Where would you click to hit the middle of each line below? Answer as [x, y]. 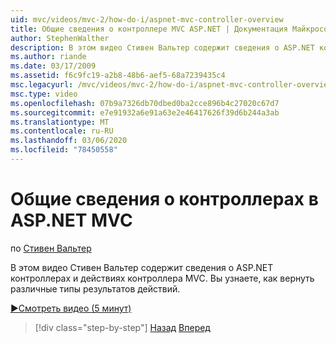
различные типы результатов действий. [95, 288]
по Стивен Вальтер [51, 248]
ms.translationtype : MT [60, 122]
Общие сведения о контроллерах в [164, 199]
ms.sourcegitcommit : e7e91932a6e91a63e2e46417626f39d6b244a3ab [145, 112]
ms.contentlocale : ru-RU [62, 131]
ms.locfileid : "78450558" [64, 150]
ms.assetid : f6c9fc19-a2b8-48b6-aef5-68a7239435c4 [118, 76]
